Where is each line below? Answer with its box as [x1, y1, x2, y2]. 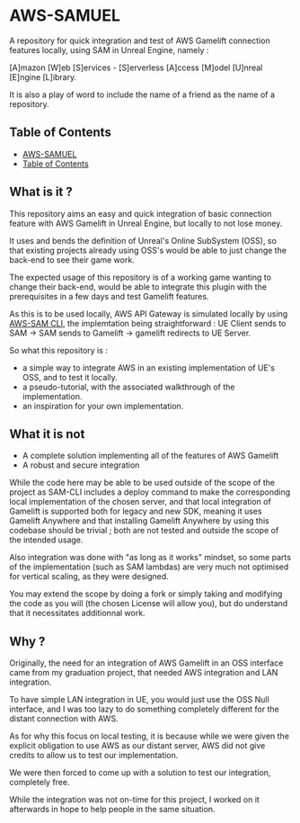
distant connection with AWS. [9, 713, 119, 724]
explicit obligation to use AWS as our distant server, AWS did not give [9, 740, 266, 751]
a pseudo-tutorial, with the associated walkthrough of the [22, 381, 235, 392]
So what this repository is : [9, 344, 108, 355]
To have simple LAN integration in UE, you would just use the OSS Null [9, 694, 269, 705]
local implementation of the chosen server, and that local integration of [9, 496, 271, 507]
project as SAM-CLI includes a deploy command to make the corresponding [9, 487, 291, 497]
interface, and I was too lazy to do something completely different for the [9, 703, 280, 715]
